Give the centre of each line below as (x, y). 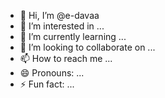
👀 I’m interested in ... (62, 26)
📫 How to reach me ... (66, 58)
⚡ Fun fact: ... (47, 84)
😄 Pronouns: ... (52, 73)
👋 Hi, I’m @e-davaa (59, 15)
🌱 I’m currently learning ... (73, 36)
